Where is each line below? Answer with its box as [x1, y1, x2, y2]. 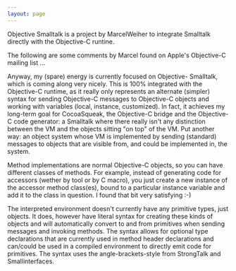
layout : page [7, 10, 46, 18]
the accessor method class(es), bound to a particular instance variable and [7, 183, 225, 191]
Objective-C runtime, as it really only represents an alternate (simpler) [7, 87, 210, 95]
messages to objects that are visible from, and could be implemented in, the [7, 139, 228, 148]
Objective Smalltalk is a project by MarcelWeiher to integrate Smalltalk [7, 30, 211, 38]
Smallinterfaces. [7, 257, 55, 265]
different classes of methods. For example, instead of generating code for [7, 168, 222, 176]
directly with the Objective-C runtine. [7, 37, 115, 46]
